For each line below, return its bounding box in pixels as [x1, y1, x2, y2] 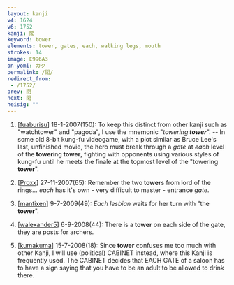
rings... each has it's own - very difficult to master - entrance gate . [17, 186, 210, 194]
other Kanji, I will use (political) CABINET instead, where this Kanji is [17, 249, 213, 257]
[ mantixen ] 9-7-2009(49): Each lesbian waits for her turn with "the [17, 199, 210, 207]
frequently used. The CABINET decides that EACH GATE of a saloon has [17, 256, 225, 264]
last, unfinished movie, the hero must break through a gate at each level [17, 142, 225, 151]
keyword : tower [7, 36, 52, 43]
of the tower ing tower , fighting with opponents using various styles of [17, 149, 219, 158]
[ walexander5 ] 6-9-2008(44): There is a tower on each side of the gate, [17, 220, 226, 228]
